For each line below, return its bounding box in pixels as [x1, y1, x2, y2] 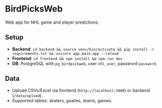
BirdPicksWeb [5, 3, 63, 14]
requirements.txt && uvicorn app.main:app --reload [12, 51, 119, 56]
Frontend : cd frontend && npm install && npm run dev [12, 55, 123, 61]
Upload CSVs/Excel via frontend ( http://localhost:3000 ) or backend [12, 87, 150, 93]
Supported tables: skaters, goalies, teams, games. [12, 97, 113, 103]
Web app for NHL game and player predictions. [5, 19, 99, 25]
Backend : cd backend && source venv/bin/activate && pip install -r [12, 46, 155, 52]
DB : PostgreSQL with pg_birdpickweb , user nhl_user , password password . [12, 60, 158, 66]
